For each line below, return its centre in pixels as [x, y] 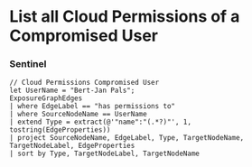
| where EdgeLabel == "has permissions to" [93, 107]
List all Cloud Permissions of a [125, 17]
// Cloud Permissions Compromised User [84, 83]
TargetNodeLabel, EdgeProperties [72, 146]
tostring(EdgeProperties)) [60, 130]
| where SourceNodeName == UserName [78, 115]
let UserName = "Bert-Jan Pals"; [72, 91]
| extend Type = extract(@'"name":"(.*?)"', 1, [101, 122]
